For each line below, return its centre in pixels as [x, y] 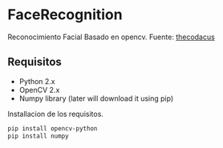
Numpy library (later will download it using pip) [96, 98]
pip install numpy [38, 136]
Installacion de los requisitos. [55, 114]
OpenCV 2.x [39, 90]
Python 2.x [37, 81]
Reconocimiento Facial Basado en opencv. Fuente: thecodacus [111, 37]
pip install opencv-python [53, 128]
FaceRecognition [65, 15]
